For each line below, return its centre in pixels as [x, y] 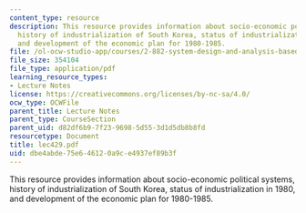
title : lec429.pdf [44, 145]
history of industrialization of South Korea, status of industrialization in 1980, [153, 188]
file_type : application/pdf [63, 69]
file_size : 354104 [44, 60]
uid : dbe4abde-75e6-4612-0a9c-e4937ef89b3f [93, 153]
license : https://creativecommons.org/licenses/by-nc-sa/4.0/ [130, 94]
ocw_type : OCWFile [44, 102]
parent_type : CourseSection [63, 119]
